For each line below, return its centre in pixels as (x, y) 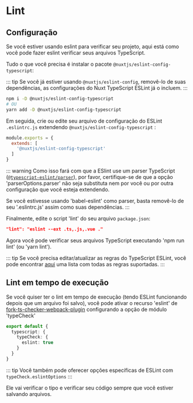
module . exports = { (30, 138)
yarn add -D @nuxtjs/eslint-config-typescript (64, 110)
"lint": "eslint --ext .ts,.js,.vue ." (55, 229)
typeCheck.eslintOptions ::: (39, 376)
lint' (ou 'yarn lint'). (29, 246)
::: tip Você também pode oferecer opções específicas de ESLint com (90, 370)
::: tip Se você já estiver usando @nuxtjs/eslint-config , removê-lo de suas (96, 82)
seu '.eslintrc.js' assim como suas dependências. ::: (68, 207)
